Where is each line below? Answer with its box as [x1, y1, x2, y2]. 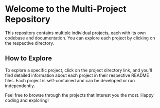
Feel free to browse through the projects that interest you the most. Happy [5, 92, 154, 98]
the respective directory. [5, 40, 54, 46]
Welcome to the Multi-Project [5, 3, 126, 15]
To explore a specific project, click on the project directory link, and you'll [5, 67, 152, 73]
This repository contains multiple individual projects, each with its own [5, 30, 146, 36]
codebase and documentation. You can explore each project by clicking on [5, 35, 155, 41]
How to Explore [5, 54, 52, 63]
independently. [5, 83, 35, 89]
